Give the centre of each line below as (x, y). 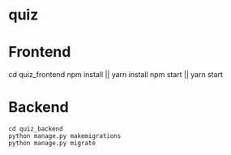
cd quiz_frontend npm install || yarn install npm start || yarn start (115, 75)
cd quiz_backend (36, 129)
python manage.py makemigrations (65, 136)
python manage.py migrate (52, 144)
